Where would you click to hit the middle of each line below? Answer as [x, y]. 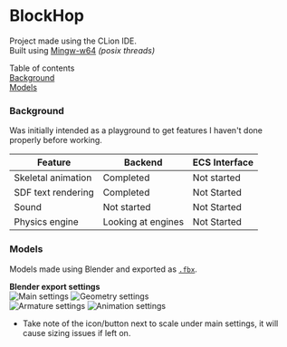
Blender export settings [55, 286]
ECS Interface [223, 162]
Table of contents [42, 68]
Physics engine [46, 222]
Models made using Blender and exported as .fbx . [103, 269]
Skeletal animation [53, 178]
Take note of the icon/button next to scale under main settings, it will [150, 323]
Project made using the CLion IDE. [73, 41]
